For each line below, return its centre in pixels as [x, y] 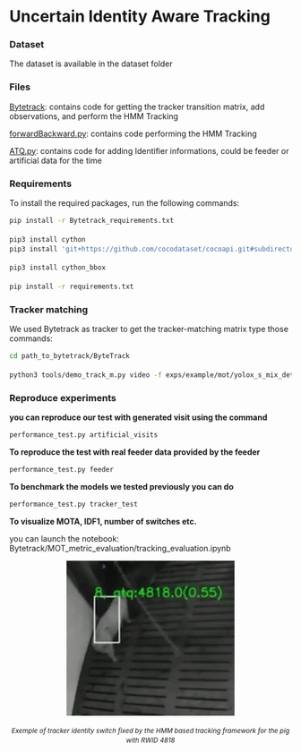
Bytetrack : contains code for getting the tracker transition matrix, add [137, 107]
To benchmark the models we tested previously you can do [122, 487]
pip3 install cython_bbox [57, 268]
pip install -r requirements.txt [72, 287]
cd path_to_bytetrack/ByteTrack [69, 356]
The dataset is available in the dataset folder [91, 64]
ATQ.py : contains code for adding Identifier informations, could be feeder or [149, 150]
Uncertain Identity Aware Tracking [140, 17]
